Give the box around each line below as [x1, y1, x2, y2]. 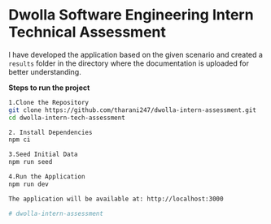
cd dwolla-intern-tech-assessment [8, 114, 126, 122]
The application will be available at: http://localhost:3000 [8, 195, 224, 203]
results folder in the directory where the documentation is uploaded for [8, 58, 250, 68]
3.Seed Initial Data [8, 150, 79, 159]
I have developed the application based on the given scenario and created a [8, 50, 263, 59]
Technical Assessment [8, 23, 167, 41]
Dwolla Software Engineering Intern [8, 6, 254, 24]
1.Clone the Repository [8, 98, 90, 106]
